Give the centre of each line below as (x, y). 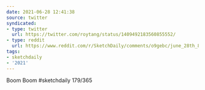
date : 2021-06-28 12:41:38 (41, 12)
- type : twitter (27, 29)
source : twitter (27, 18)
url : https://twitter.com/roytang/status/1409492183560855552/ (94, 35)
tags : (13, 52)
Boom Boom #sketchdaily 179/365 (49, 80)
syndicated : (21, 23)
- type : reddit (26, 40)
